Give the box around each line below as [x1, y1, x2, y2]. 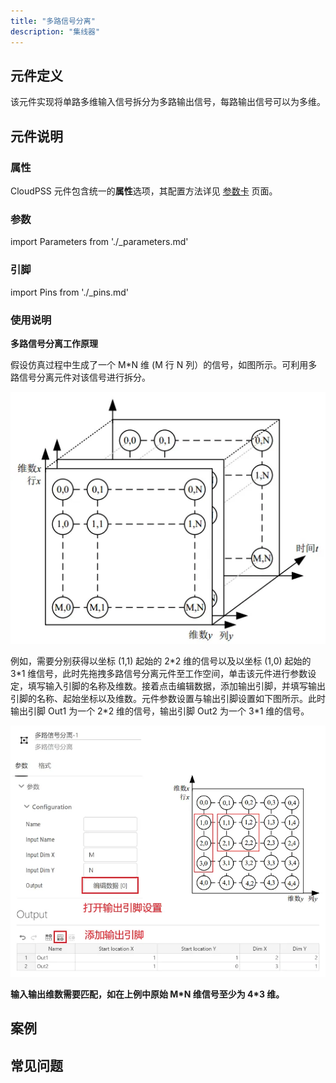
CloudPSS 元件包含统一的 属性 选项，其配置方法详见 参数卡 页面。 [10, 185, 278, 197]
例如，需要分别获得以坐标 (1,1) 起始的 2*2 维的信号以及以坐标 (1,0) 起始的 [10, 655, 312, 667]
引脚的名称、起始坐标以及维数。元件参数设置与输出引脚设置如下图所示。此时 [10, 693, 326, 705]
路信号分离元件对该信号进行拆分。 [10, 371, 151, 383]
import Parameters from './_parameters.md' [10, 236, 189, 248]
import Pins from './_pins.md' [10, 286, 130, 298]
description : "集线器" [10, 26, 101, 37]
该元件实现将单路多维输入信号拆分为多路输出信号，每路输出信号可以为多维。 [10, 96, 326, 108]
